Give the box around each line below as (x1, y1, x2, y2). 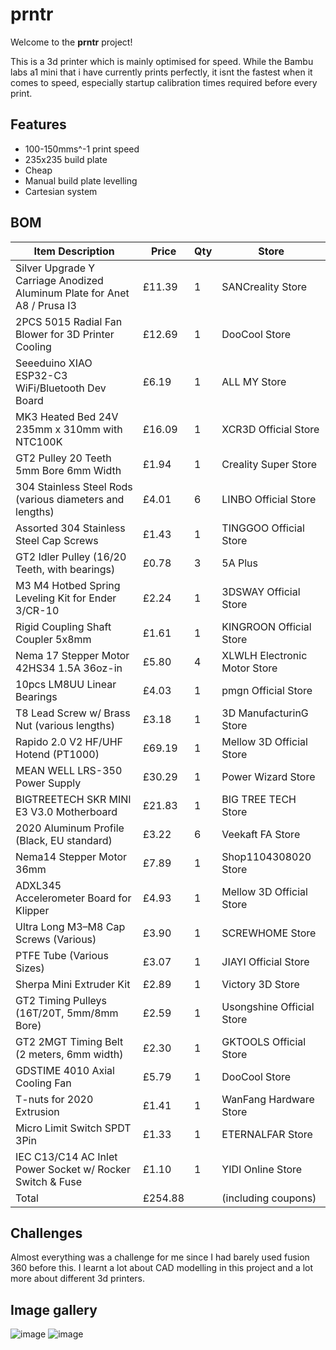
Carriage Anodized (15, 273, 104, 287)
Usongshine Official (221, 999, 315, 1013)
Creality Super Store (221, 457, 317, 471)
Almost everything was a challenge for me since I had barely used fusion (10, 1251, 310, 1263)
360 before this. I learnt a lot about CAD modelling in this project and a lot (10, 1262, 314, 1274)
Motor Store (221, 661, 278, 675)
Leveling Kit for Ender (15, 591, 117, 605)
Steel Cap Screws (15, 533, 99, 547)
